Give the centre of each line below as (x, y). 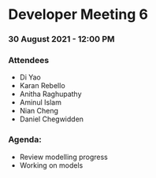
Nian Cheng (39, 111)
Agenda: (25, 139)
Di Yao (30, 77)
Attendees (29, 61)
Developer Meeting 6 (78, 15)
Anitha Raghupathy (50, 94)
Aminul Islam (40, 102)
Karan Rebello (42, 86)
